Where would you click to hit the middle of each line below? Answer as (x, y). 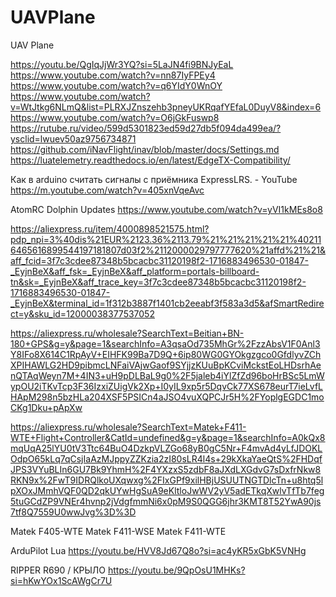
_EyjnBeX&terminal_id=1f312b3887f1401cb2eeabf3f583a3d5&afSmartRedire (167, 303)
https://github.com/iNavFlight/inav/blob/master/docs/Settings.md (145, 149)
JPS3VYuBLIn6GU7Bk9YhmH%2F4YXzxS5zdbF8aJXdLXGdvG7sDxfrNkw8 (166, 469)
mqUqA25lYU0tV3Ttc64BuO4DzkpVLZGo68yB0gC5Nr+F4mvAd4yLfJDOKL (166, 448)
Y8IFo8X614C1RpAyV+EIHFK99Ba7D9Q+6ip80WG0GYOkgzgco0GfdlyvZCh (166, 354)
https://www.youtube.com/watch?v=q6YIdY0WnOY (116, 85)
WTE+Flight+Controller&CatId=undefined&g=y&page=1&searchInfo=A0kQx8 (168, 437)
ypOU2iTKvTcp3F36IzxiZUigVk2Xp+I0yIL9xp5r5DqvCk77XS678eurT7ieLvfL (167, 386)
